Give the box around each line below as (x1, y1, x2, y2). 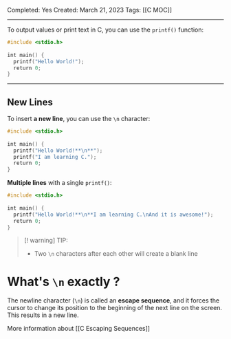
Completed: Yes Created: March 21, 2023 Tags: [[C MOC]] (7, 6, 173, 14)
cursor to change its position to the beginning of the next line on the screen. (7, 304, 222, 312)
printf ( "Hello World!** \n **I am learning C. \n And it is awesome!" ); (13, 211, 214, 218)
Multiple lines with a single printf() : (7, 179, 112, 187)
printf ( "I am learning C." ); (13, 153, 97, 160)
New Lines (7, 96, 53, 108)
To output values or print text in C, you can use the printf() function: (7, 25, 204, 34)
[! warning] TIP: (23, 237, 69, 245)
